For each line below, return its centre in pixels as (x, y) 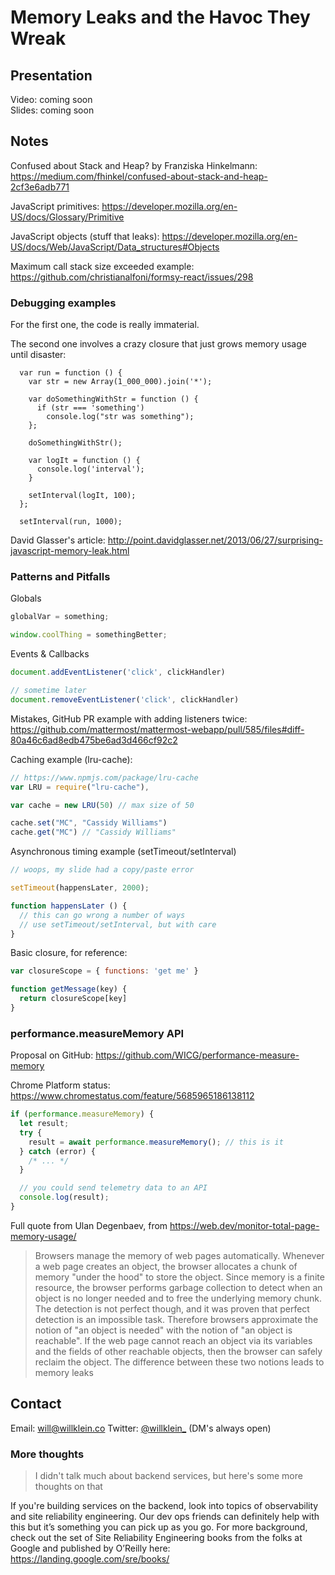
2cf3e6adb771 (40, 187)
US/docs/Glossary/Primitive (67, 217)
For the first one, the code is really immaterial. (105, 325)
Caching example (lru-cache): (71, 759)
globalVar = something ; (60, 617)
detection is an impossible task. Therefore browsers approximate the (176, 1319)
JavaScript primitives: (55, 206)
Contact (36, 1404)
